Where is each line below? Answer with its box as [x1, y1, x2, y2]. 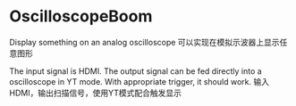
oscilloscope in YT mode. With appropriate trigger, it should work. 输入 [9, 76, 270, 86]
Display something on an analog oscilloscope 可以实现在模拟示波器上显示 [9, 37, 280, 47]
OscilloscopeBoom [9, 6, 153, 27]
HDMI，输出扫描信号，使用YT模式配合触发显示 [9, 87, 182, 98]
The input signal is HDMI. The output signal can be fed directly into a [9, 65, 262, 77]
